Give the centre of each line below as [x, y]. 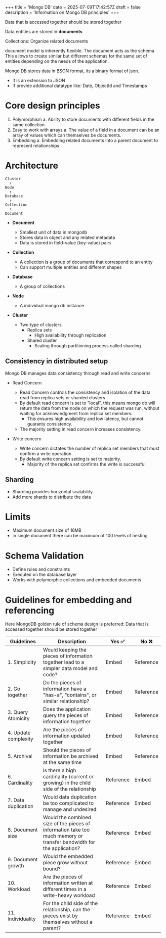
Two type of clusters [41, 325]
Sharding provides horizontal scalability [52, 491]
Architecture [32, 166]
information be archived [71, 756]
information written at [68, 883]
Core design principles [53, 106]
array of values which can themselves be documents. [67, 135]
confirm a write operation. [46, 453]
